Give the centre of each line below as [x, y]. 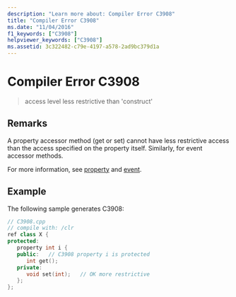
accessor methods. [35, 156]
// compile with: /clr [41, 228]
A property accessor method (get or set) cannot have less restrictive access [118, 140]
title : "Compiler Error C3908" [53, 21]
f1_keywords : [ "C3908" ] [42, 34]
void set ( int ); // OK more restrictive [88, 274]
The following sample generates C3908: [66, 209]
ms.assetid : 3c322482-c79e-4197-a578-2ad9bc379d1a [83, 47]
